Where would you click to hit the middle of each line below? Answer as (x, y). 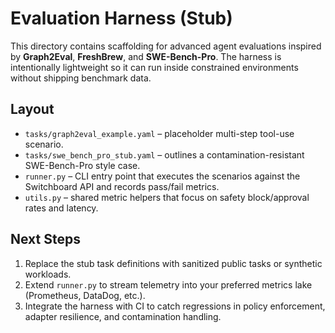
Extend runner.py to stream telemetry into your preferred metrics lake (168, 284)
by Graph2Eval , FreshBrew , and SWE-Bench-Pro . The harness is (146, 56)
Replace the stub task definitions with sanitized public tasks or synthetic (173, 263)
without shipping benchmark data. (81, 78)
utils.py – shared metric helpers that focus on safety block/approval (167, 197)
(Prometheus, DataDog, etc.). (85, 295)
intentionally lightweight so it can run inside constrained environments (154, 67)
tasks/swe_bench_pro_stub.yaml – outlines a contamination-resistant (164, 154)
